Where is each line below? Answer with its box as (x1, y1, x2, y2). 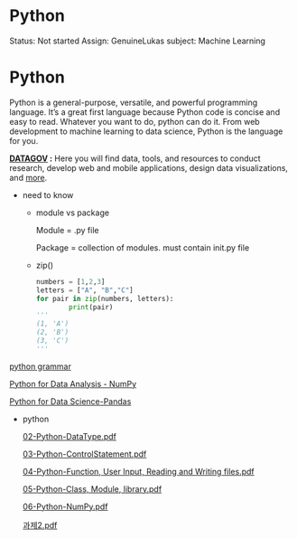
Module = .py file (35, 224, 99, 235)
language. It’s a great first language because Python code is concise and (9, 106, 281, 118)
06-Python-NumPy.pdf (22, 501, 108, 512)
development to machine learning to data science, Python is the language (9, 126, 283, 137)
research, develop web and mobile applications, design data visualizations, (9, 162, 289, 173)
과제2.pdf (22, 519, 58, 530)
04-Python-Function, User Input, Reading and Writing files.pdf (22, 466, 255, 477)
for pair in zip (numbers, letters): (35, 294, 174, 303)
